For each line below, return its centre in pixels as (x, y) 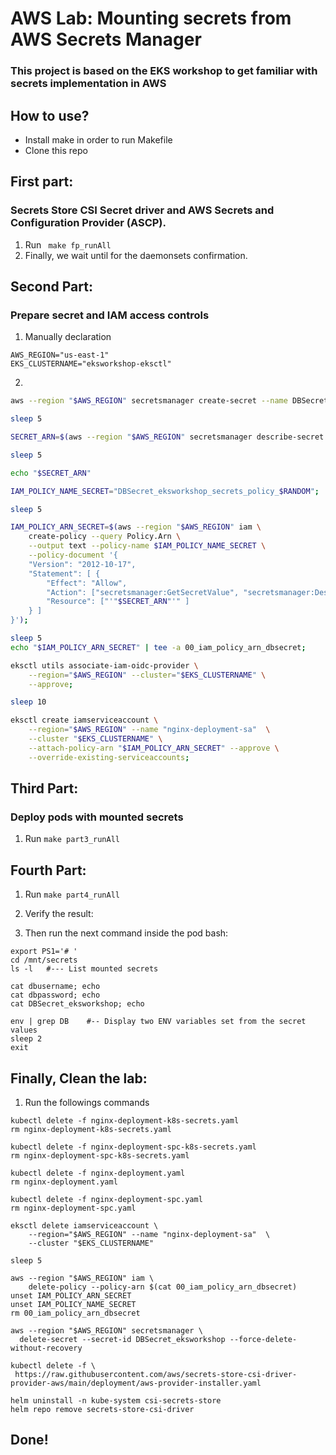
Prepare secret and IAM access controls (110, 315)
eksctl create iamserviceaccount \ (84, 720)
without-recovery (46, 1348)
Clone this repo (56, 150)
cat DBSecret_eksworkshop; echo (77, 1004)
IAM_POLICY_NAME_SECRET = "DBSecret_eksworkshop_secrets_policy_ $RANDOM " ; (165, 491)
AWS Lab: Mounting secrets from (151, 18)
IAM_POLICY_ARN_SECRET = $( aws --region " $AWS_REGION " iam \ (136, 527)
